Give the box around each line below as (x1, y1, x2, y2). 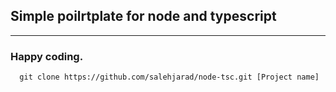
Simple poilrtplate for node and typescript (10, 8, 277, 25)
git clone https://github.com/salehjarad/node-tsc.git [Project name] (19, 72, 320, 83)
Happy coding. (10, 49, 84, 63)
